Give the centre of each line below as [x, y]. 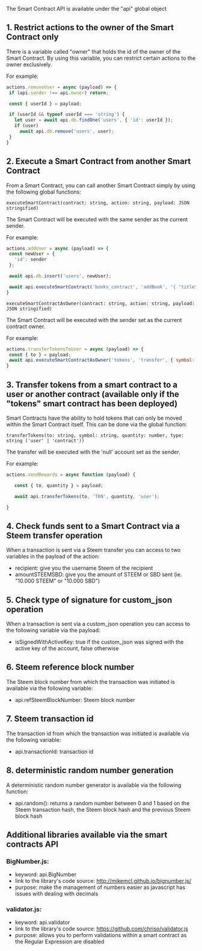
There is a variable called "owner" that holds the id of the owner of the [93, 51]
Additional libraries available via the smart [87, 835]
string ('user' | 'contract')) [45, 441]
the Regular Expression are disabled [60, 942]
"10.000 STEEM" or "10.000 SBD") [57, 581]
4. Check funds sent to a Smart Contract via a [93, 526]
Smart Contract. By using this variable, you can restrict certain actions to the [101, 58]
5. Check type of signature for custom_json [89, 600]
